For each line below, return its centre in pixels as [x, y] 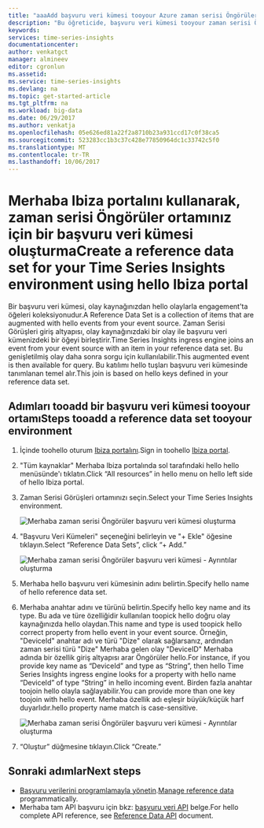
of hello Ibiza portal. [52, 482]
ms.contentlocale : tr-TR [49, 154]
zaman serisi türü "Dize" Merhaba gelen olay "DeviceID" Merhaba [126, 649]
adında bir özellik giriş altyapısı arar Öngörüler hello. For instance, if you [135, 657]
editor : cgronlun [37, 67]
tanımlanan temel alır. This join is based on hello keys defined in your [118, 373]
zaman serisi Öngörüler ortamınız [120, 218]
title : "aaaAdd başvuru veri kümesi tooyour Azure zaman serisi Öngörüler [133, 15]
